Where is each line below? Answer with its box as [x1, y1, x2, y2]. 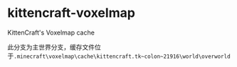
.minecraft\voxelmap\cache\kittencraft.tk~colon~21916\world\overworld [14, 53, 231, 60]
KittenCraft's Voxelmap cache [7, 28, 95, 37]
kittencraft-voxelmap [7, 5, 135, 21]
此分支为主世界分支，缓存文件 [7, 42, 95, 51]
